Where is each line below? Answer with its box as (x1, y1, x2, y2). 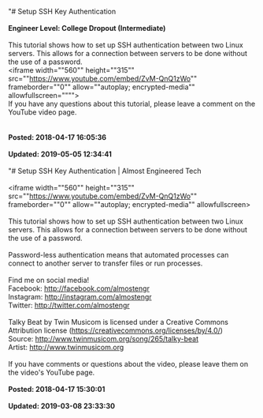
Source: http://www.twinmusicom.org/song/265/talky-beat (8, 334, 199, 343)
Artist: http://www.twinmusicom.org (8, 343, 124, 352)
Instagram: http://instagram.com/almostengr (8, 292, 152, 301)
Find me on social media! (8, 276, 90, 284)
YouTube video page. (8, 107, 77, 117)
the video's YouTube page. (8, 367, 95, 377)
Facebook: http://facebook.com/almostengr (8, 284, 150, 293)
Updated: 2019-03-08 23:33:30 (8, 401, 116, 410)
